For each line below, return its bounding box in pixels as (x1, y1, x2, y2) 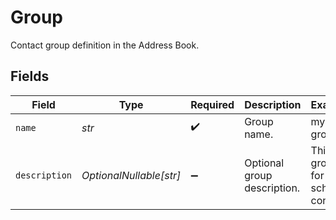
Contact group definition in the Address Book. (10, 39, 200, 51)
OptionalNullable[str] (81, 168, 182, 182)
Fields (10, 68, 50, 85)
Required (190, 97, 235, 111)
